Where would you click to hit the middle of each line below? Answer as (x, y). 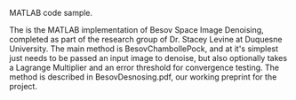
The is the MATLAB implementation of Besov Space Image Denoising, (136, 30)
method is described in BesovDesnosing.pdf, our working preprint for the (143, 77)
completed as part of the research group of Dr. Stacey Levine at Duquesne (146, 39)
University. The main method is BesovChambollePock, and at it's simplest (144, 49)
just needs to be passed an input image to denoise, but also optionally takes (148, 58)
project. (24, 86)
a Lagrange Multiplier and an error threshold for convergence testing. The (144, 67)
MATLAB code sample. (51, 13)
